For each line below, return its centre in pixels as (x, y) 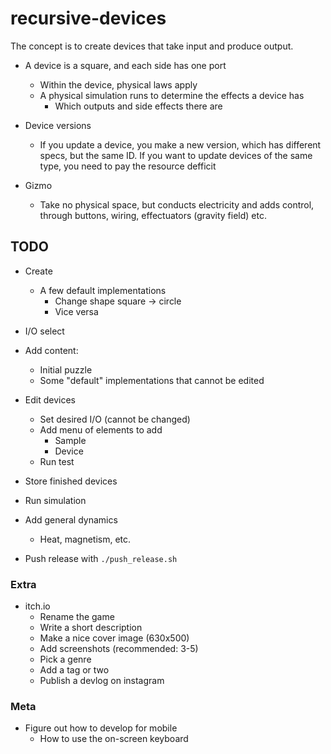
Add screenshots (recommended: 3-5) (119, 649)
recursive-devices (88, 18)
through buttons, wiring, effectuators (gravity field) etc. (153, 215)
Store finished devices (71, 481)
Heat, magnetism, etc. (85, 539)
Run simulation (55, 500)
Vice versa (76, 311)
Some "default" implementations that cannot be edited (152, 380)
